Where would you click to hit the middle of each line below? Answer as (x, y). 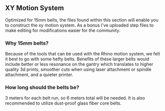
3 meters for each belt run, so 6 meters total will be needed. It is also (75, 98)
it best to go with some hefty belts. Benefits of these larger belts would (77, 59)
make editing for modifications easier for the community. (63, 30)
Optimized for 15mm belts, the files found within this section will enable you (82, 20)
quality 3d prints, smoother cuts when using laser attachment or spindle (78, 69)
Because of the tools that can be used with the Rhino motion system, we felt (82, 54)
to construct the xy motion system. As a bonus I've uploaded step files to (80, 25)
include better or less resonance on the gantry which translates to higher (79, 64)
